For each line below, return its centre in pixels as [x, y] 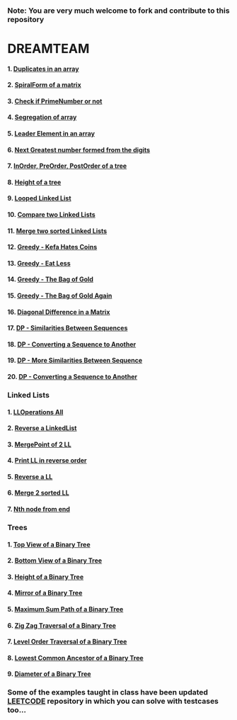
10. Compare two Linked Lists [51, 215]
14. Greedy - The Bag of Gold [51, 279]
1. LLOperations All [35, 412]
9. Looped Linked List [40, 198]
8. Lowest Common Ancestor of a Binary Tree [75, 658]
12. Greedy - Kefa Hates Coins [52, 247]
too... [17, 710]
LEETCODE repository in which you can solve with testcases [113, 702]
